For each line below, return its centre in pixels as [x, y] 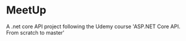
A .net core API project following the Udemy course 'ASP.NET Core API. [93, 26]
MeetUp [26, 10]
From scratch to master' [36, 32]
